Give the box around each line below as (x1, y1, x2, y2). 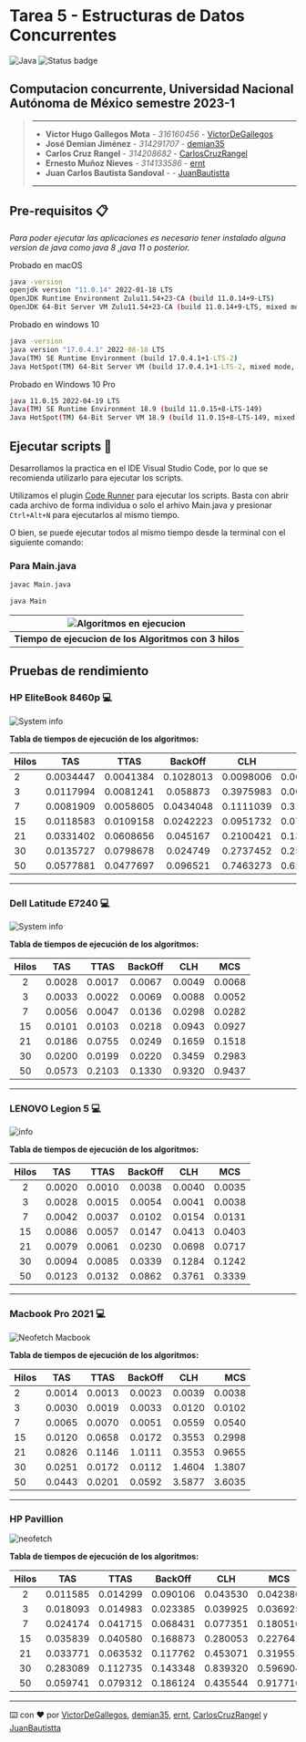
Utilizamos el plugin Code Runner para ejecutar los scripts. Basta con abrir (9, 490, 290, 501)
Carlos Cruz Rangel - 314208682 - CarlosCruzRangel (45, 148, 248, 159)
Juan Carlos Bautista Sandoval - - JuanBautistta (45, 167, 230, 178)
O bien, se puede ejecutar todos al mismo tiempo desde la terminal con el (9, 527, 286, 538)
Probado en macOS (9, 259, 84, 270)
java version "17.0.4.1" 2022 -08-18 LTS (9, 345, 166, 354)
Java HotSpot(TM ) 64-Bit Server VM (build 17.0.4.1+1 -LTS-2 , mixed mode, (9, 362, 296, 371)
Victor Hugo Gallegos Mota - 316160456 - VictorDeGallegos (45, 129, 273, 140)
